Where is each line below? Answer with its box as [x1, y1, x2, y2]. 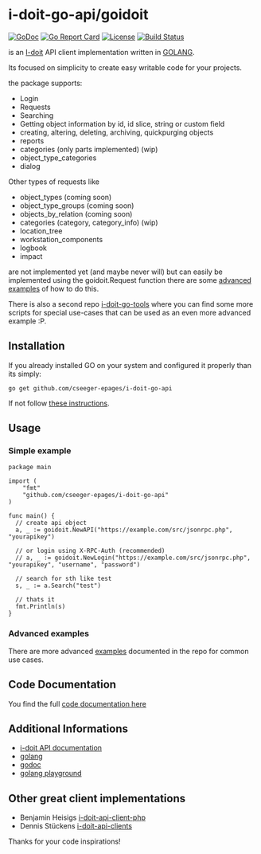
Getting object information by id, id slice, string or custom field [19, 119, 225, 128]
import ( [8, 477, 37, 485]
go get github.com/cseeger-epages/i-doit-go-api [8, 384, 173, 392]
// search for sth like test [15, 575, 112, 583]
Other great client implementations [8, 791, 186, 805]
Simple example [8, 445, 72, 456]
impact [19, 251, 43, 261]
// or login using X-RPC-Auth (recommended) [15, 547, 166, 555]
